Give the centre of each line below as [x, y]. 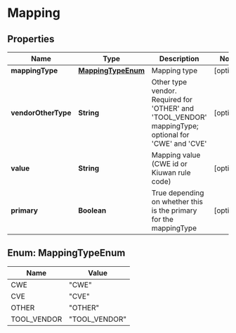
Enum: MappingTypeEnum [66, 253]
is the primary [174, 211]
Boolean [92, 211]
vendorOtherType [41, 113]
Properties [31, 39]
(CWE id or [169, 164]
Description [179, 59]
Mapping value [176, 155]
